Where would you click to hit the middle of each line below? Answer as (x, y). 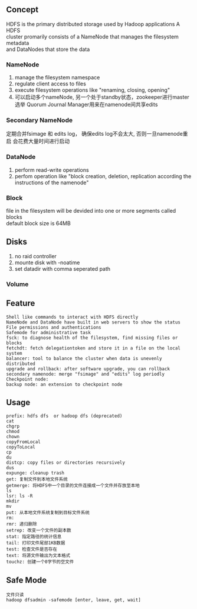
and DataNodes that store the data (48, 49)
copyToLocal (21, 447)
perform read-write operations (52, 170)
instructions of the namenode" (52, 182)
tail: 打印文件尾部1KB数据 (36, 543)
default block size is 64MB (38, 223)
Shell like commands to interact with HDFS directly (72, 317)
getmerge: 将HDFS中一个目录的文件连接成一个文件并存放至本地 (73, 486)
